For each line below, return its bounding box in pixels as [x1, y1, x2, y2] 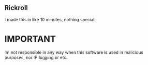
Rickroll [4, 4, 28, 12]
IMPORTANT [4, 34, 56, 44]
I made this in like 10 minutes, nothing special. [4, 16, 96, 22]
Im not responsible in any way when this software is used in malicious [4, 49, 144, 55]
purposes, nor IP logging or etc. [4, 54, 68, 60]
